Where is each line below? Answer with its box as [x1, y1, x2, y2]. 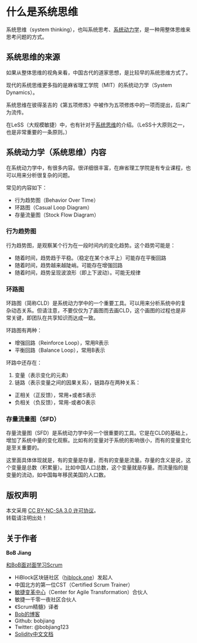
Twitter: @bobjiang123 [14, 624, 69, 631]
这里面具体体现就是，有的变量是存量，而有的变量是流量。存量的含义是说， [6, 457, 186, 464]
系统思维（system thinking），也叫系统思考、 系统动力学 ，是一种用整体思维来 [6, 26, 191, 33]
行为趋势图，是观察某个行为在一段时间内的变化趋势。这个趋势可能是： [6, 242, 176, 249]
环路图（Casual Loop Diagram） [14, 204, 93, 211]
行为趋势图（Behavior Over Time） [14, 196, 99, 204]
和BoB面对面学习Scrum [6, 561, 63, 568]
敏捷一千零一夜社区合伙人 [14, 596, 77, 603]
